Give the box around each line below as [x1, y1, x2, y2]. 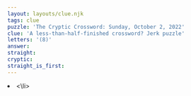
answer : [7, 43, 30, 50]
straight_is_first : [7, 62, 65, 69]
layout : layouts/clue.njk [7, 10, 83, 18]
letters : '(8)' [7, 36, 52, 43]
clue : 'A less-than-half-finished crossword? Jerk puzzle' [7, 29, 185, 37]
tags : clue [7, 17, 40, 24]
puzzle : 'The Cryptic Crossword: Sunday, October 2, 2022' [7, 23, 185, 30]
